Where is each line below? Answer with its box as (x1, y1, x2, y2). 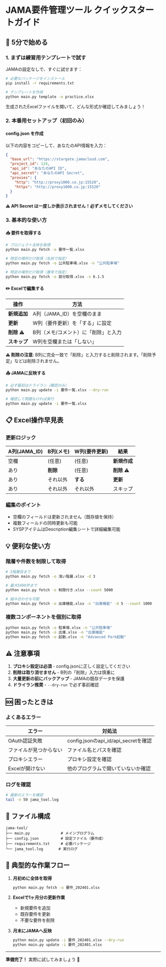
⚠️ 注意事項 (5, 649, 40, 657)
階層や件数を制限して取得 (5, 558, 66, 564)
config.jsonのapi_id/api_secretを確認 (67, 737, 152, 744)
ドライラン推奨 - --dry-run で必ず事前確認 (12, 682, 99, 688)
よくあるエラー (5, 714, 41, 721)
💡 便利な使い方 (5, 542, 51, 550)
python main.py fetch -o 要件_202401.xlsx (12, 885, 100, 890)
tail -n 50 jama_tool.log (5, 797, 59, 803)
